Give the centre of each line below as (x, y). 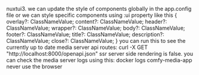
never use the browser (34, 67)
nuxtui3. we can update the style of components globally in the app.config (99, 9)
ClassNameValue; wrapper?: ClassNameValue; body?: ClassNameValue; (96, 28)
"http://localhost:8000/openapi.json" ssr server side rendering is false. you (100, 54)
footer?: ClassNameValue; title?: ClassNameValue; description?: (85, 34)
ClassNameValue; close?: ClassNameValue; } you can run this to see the (96, 41)
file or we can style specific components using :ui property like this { (92, 15)
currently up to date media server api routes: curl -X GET (77, 47)
